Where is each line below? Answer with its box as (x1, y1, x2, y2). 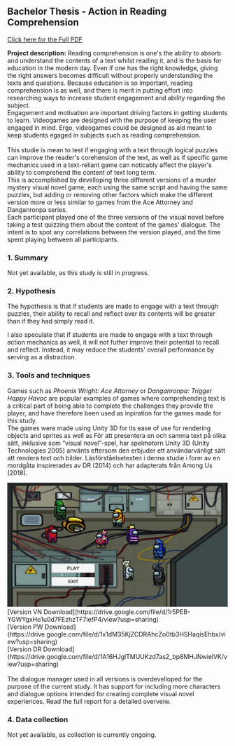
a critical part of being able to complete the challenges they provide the (7, 401, 213, 410)
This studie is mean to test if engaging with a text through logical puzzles (7, 145, 218, 154)
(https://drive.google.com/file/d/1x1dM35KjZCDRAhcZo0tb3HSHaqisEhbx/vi (7, 630, 226, 638)
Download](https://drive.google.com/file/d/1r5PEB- (43, 607, 191, 616)
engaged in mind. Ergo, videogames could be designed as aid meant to (7, 123, 213, 132)
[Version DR (7, 645, 42, 653)
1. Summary (7, 253, 48, 262)
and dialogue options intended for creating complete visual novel (7, 689, 194, 698)
